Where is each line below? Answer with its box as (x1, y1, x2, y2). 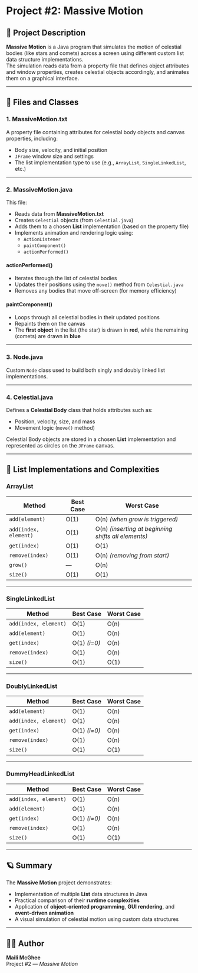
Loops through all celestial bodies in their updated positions (14, 314, 160, 321)
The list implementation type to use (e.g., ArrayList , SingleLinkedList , (14, 158, 187, 166)
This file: (6, 199, 28, 206)
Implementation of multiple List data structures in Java (14, 891, 147, 898)
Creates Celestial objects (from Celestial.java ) (14, 216, 134, 223)
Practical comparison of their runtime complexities (14, 897, 140, 904)
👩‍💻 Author (6, 938, 45, 948)
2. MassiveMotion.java (6, 185, 73, 193)
